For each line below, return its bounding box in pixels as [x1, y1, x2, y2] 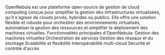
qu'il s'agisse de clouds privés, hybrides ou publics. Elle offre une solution [5, 15, 157, 20]
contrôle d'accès [5, 46, 40, 51]
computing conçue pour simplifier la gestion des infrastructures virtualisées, [5, 9, 161, 15]
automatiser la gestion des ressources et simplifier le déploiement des [5, 25, 148, 31]
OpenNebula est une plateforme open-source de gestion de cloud [5, 4, 140, 10]
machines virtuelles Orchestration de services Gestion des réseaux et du [5, 35, 153, 41]
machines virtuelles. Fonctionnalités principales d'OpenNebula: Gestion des [5, 30, 159, 36]
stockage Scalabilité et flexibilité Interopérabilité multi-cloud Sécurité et [5, 40, 151, 46]
